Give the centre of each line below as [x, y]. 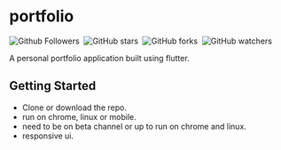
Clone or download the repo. [74, 107]
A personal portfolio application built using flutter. [99, 58]
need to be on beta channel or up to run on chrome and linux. [134, 126]
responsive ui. [47, 136]
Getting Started [53, 86]
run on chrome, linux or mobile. [79, 116]
